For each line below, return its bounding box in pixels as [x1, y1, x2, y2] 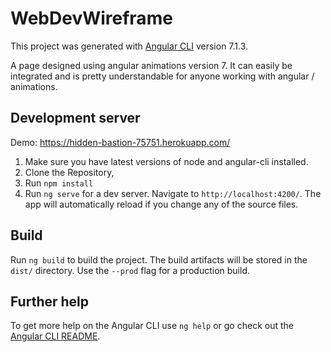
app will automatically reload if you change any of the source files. [24, 198, 299, 210]
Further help [10, 293, 90, 310]
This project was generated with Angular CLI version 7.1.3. [10, 40, 249, 52]
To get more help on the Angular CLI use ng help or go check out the [10, 320, 294, 332]
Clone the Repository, [24, 166, 115, 178]
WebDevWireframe [10, 7, 173, 30]
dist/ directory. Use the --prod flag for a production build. [10, 264, 250, 276]
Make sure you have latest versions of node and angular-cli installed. [24, 155, 309, 167]
